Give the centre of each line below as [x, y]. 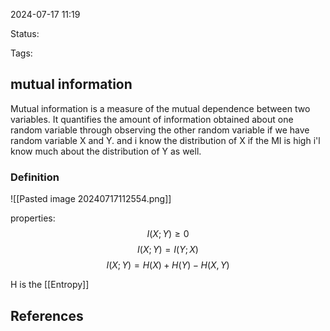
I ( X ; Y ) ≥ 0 [168, 234]
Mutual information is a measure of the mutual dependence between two [160, 108]
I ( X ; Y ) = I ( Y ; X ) [168, 250]
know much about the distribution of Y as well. [106, 151]
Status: [25, 33]
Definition [35, 177]
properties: [33, 218]
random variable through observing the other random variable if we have [160, 130]
